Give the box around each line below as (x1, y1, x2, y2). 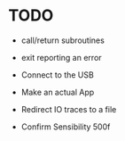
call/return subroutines (20, 35, 105, 46)
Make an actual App (20, 87, 95, 97)
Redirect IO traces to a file (20, 104, 117, 114)
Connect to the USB (20, 69, 94, 80)
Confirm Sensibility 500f (20, 121, 111, 132)
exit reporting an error (20, 52, 103, 62)
